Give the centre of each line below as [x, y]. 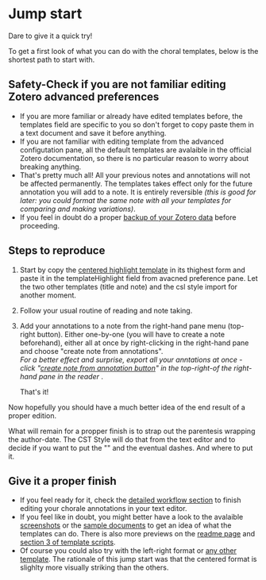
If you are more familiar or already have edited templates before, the [131, 116]
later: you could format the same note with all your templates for [125, 200]
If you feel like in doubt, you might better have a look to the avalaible [131, 517]
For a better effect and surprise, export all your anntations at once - [131, 359]
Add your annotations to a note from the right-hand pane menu [123, 325]
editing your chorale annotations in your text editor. [103, 509]
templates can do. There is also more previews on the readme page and [137, 534]
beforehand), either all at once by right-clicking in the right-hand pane [134, 343]
